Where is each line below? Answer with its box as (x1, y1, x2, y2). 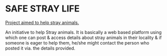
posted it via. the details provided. (5, 45, 76, 51)
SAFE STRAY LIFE (5, 3, 80, 14)
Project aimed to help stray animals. (5, 19, 79, 25)
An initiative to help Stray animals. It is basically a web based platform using (5, 29, 162, 35)
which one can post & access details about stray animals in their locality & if (5, 34, 162, 40)
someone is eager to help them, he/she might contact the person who (5, 39, 149, 45)
